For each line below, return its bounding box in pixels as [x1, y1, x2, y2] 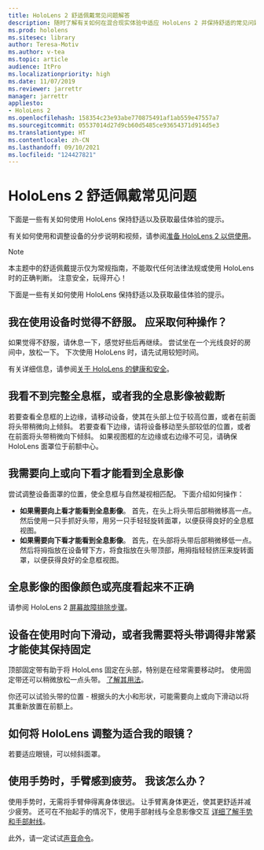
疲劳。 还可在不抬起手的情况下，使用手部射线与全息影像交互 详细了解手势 [14, 807, 253, 816]
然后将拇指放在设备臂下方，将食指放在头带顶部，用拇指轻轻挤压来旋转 [19, 545, 247, 555]
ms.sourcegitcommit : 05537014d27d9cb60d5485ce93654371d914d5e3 [8, 121, 220, 129]
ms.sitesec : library [8, 33, 76, 42]
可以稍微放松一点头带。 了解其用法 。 [28, 675, 148, 685]
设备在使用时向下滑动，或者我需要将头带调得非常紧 [8, 628, 256, 641]
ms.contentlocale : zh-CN [8, 135, 90, 144]
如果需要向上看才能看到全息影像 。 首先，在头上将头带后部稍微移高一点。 [19, 506, 256, 515]
